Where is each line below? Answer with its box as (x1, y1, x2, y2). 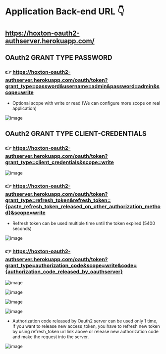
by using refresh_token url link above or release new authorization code (12, 328, 159, 334)
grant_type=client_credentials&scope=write (5, 159, 114, 166)
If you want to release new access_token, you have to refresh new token (12, 323, 160, 329)
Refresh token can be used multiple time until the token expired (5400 (12, 221, 155, 226)
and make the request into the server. (12, 334, 89, 340)
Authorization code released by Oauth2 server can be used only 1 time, (12, 318, 158, 324)
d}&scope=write (5, 209, 46, 216)
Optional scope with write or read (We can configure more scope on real (12, 100, 161, 106)
